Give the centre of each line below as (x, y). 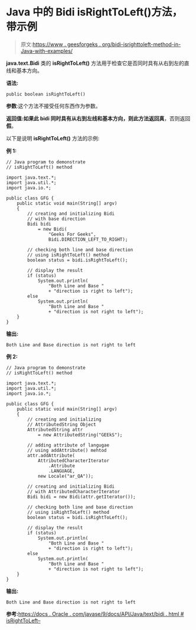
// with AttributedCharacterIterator (73, 491)
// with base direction (56, 219)
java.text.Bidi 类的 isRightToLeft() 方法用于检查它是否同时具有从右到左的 (95, 63)
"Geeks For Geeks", (72, 234)
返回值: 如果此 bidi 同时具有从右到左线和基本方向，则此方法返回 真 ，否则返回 (98, 118)
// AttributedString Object (62, 424)
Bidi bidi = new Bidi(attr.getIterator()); (81, 497)
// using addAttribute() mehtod (67, 450)
